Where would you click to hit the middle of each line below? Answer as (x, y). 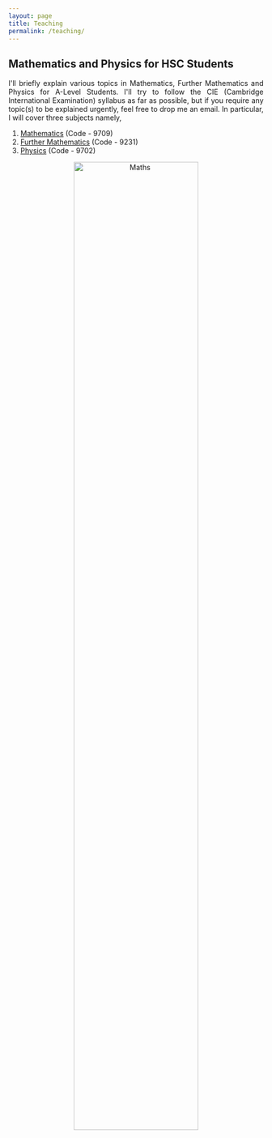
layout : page (30, 16)
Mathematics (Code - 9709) (66, 134)
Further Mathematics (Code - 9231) (79, 142)
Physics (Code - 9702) (58, 151)
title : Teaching (36, 24)
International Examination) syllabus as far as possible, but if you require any (136, 101)
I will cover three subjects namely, (65, 118)
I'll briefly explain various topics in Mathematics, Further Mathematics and (136, 83)
